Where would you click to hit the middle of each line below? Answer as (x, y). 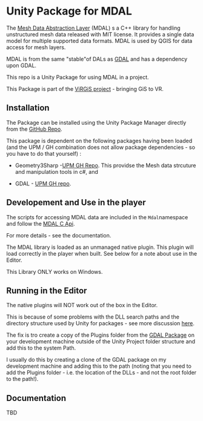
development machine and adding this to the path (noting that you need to (99, 366)
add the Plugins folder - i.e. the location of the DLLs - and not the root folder (101, 373)
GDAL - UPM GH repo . (43, 184)
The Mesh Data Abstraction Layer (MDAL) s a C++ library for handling (93, 28)
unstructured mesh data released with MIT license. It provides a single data (100, 34)
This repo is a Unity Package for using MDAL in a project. (78, 77)
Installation (28, 108)
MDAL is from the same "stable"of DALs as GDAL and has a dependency (97, 59)
